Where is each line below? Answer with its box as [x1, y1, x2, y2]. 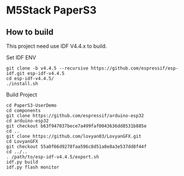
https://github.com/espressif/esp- [91, 65, 179, 71]
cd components [6, 108, 41, 114]
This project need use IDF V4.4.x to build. [6, 42, 108, 49]
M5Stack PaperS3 [6, 4, 97, 17]
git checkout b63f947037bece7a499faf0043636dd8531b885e [6, 123, 147, 129]
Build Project [6, 91, 37, 98]
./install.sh [6, 81, 38, 87]
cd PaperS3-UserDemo [6, 102, 57, 108]
